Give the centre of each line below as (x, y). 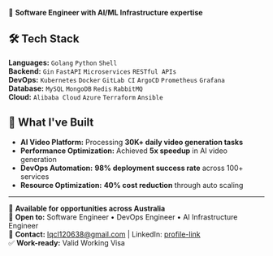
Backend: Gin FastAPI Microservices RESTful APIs (93, 71)
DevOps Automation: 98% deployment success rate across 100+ (132, 168)
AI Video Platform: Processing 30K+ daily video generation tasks (132, 142)
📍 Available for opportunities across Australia (87, 208)
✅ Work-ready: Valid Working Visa (67, 242)
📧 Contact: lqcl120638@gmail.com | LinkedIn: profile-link (104, 234)
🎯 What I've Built (51, 123)
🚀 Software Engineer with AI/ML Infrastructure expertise (106, 13)
